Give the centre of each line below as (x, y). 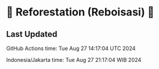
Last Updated (32, 34)
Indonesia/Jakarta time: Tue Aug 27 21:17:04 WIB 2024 (74, 60)
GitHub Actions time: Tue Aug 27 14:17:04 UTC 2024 (71, 48)
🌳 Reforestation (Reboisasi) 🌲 (80, 12)
